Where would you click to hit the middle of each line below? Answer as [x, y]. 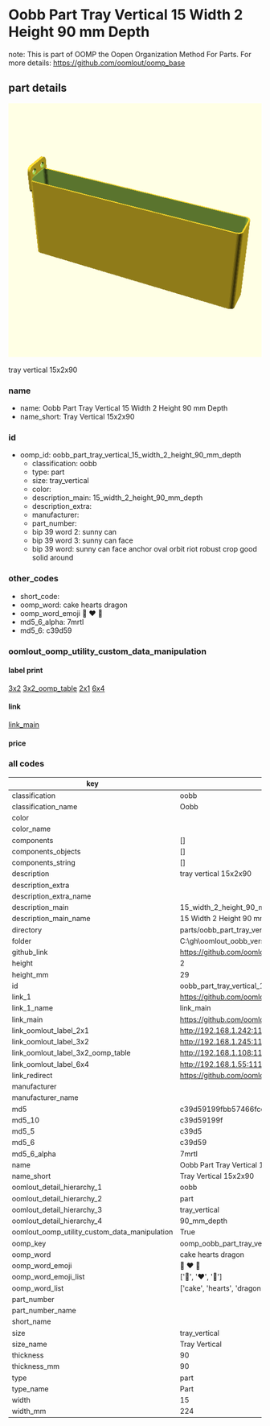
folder [22, 940]
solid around [53, 558]
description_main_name [51, 919]
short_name [31, 1321]
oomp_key [29, 1243]
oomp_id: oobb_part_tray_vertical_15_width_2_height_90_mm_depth [131, 455]
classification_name [45, 806]
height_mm [30, 974]
